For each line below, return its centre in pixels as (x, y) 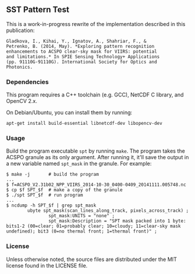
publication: (20, 30)
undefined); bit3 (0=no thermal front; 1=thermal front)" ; (82, 231)
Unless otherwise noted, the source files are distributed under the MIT (92, 259)
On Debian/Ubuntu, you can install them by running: (69, 112)
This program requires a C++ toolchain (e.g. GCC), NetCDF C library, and (95, 95)
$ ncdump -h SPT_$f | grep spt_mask (51, 206)
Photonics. (19, 67)
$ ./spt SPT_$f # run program (45, 195)
